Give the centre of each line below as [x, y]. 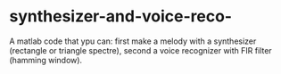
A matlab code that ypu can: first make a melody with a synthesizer [133, 41]
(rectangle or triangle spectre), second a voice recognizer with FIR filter [140, 50]
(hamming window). [46, 60]
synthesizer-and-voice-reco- [121, 16]
